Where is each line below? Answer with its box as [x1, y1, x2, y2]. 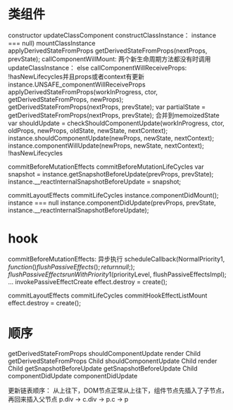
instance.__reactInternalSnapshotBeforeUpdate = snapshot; [8, 177, 182, 186]
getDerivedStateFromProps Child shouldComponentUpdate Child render [8, 357, 218, 365]
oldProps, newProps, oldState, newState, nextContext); [8, 126, 168, 134]
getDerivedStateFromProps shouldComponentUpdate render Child [8, 349, 201, 357]
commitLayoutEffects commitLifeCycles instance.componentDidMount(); [8, 191, 219, 199]
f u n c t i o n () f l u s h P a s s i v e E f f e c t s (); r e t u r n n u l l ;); [8, 262, 135, 271]
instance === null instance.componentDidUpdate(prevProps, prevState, [8, 198, 217, 207]
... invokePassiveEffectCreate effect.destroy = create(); [8, 277, 168, 286]
